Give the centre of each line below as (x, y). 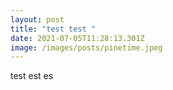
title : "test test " (53, 29)
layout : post (37, 19)
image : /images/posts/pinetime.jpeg (86, 47)
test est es (32, 76)
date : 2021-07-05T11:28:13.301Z (77, 38)
